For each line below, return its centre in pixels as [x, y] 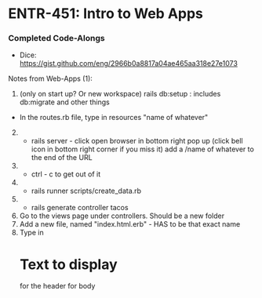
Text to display [68, 264]
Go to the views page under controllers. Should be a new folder [122, 216]
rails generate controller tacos [80, 208]
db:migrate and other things [64, 102]
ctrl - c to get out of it [66, 174]
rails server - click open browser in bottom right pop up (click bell [137, 141]
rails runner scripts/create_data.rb [86, 191]
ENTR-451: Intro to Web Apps [106, 14]
